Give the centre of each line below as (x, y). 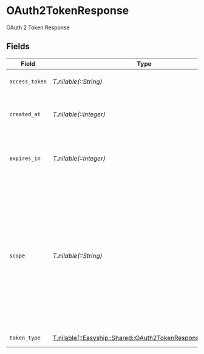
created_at (25, 114)
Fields (18, 47)
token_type (25, 338)
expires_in (25, 158)
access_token (28, 82)
